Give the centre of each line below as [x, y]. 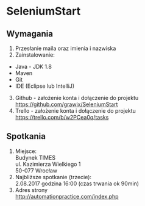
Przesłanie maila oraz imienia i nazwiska [65, 48]
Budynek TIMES [35, 157]
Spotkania [26, 136]
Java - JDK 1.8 [33, 66]
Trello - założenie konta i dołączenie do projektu [75, 111]
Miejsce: [26, 151]
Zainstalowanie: [35, 55]
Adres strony [31, 190]
